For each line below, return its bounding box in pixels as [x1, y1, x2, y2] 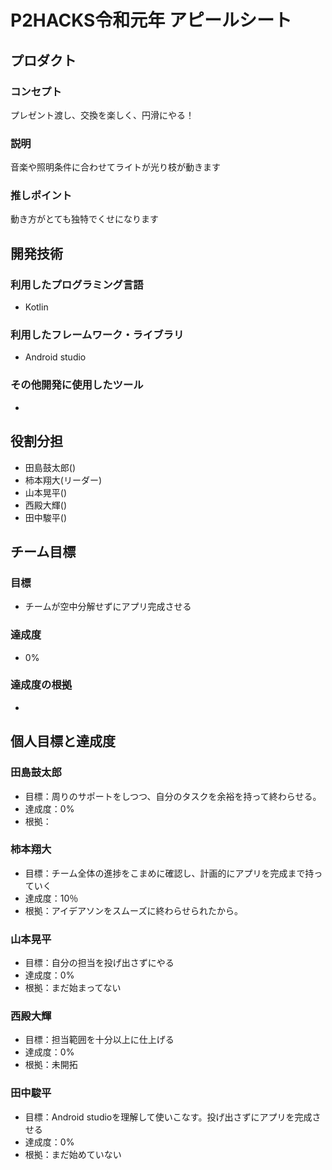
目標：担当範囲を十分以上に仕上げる [24, 1034, 175, 1046]
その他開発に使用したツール [10, 378, 144, 392]
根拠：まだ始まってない [24, 982, 122, 994]
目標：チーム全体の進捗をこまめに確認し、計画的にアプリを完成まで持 [24, 867, 315, 879]
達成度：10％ [24, 892, 79, 904]
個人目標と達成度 [10, 733, 116, 750]
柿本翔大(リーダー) [24, 474, 103, 486]
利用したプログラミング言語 [10, 277, 144, 291]
